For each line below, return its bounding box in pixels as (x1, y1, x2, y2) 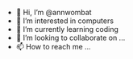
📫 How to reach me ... (15, 42, 91, 51)
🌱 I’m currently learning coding (15, 25, 119, 33)
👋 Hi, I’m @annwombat (15, 8, 92, 17)
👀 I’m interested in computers (15, 16, 114, 26)
